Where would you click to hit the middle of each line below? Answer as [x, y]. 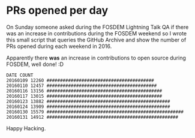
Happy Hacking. [26, 128]
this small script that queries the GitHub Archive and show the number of [96, 40]
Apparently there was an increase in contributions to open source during [96, 58]
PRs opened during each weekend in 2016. [59, 46]
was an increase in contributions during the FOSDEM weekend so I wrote [97, 33]
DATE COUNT [20, 75]
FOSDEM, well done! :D [35, 64]
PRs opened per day [57, 10]
